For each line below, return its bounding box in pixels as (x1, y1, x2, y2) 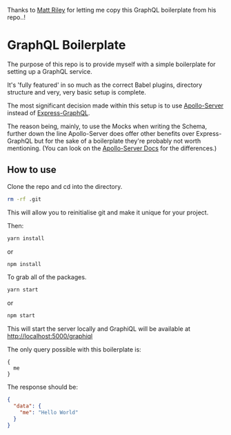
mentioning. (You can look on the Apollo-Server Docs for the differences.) (7, 144, 217, 152)
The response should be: (7, 383, 78, 392)
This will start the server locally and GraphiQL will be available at (7, 325, 191, 333)
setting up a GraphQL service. (7, 67, 92, 75)
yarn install (7, 234, 45, 242)
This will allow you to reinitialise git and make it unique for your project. (7, 208, 209, 216)
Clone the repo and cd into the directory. (7, 182, 123, 190)
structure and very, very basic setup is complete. (7, 88, 147, 96)
